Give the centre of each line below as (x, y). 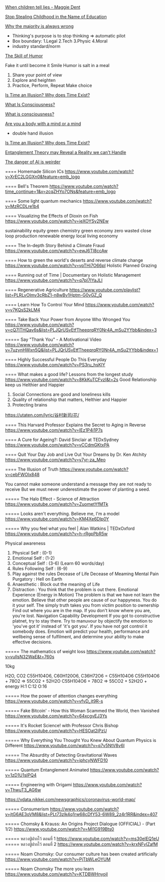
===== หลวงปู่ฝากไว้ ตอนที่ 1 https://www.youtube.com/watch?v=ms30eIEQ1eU (82, 839)
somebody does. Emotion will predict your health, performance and (81, 631)
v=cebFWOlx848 (22, 475)
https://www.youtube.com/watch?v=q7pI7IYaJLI (54, 280)
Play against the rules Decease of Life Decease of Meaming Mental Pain (85, 574)
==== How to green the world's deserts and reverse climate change (74, 260)
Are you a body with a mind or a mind (43, 124)
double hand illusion (33, 133)
